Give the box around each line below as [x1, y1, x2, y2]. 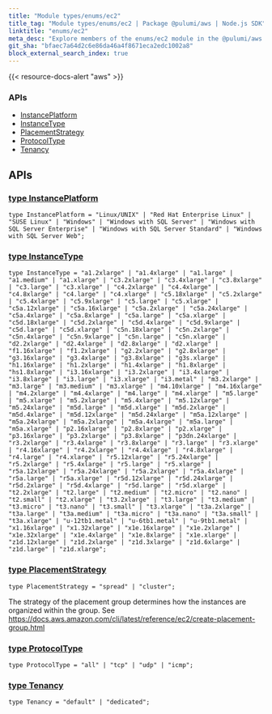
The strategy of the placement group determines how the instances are [8, 597, 247, 606]
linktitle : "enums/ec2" [8, 27, 89, 35]
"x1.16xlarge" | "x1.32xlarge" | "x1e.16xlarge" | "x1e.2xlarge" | [8, 524, 241, 533]
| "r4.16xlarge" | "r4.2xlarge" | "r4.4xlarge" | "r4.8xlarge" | [8, 446, 233, 454]
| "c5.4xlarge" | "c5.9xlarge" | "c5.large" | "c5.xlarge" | [8, 297, 219, 306]
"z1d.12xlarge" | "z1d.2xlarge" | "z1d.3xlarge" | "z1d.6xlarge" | [8, 538, 241, 546]
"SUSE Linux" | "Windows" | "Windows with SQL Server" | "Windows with [8, 218, 255, 226]
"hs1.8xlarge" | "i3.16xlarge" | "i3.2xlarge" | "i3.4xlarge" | [8, 368, 230, 376]
